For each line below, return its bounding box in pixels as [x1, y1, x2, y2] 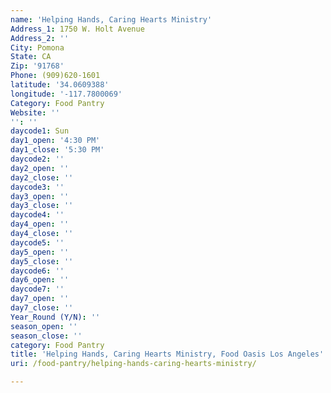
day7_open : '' [10, 294, 70, 304]
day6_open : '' [10, 275, 70, 285]
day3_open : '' [10, 191, 70, 201]
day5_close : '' [10, 256, 74, 266]
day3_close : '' [10, 201, 74, 211]
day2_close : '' [10, 172, 74, 183]
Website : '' [10, 107, 60, 118]
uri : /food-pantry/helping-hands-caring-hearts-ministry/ [10, 359, 257, 369]
